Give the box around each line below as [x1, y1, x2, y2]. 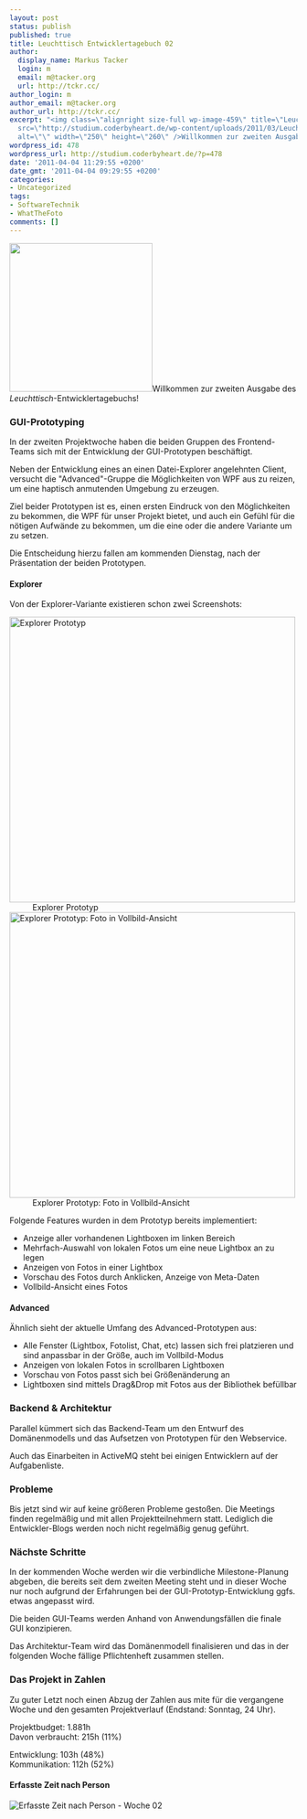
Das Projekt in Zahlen [9, 1674, 107, 1686]
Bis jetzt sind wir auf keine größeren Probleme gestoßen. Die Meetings [9, 1503, 276, 1514]
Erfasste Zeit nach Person [9, 1780, 111, 1791]
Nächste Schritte [9, 1546, 87, 1558]
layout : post [9, 13, 59, 23]
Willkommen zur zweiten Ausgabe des [152, 383, 297, 394]
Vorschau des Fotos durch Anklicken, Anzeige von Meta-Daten [22, 1271, 260, 1282]
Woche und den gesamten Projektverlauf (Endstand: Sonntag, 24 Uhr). [9, 1704, 276, 1715]
